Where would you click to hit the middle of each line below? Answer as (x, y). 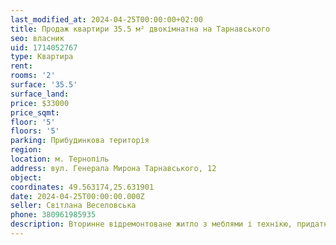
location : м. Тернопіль (60, 159)
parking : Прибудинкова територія (80, 141)
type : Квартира (42, 57)
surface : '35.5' (44, 85)
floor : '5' (33, 122)
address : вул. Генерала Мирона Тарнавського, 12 (113, 168)
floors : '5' (35, 131)
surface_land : (40, 94)
